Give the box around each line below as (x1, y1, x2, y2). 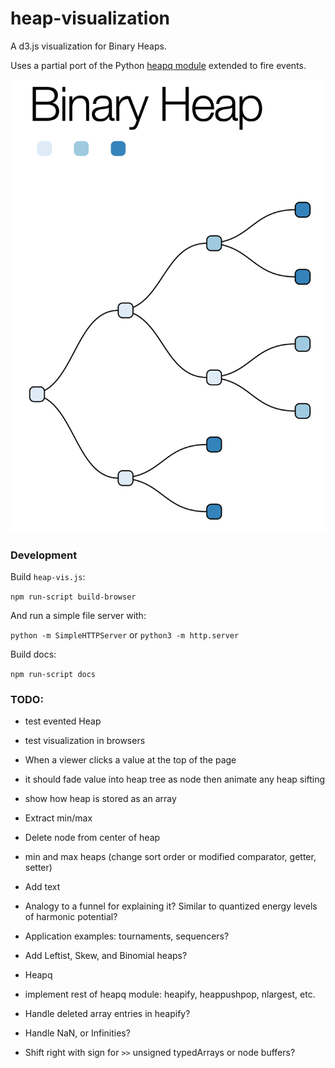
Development (10, 548, 78, 562)
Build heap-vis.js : (10, 571, 86, 583)
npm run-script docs (10, 670, 97, 680)
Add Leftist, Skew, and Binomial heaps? (24, 950, 188, 962)
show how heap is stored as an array (24, 793, 177, 805)
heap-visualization (10, 7, 171, 30)
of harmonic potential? (24, 911, 118, 923)
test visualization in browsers (24, 735, 146, 747)
